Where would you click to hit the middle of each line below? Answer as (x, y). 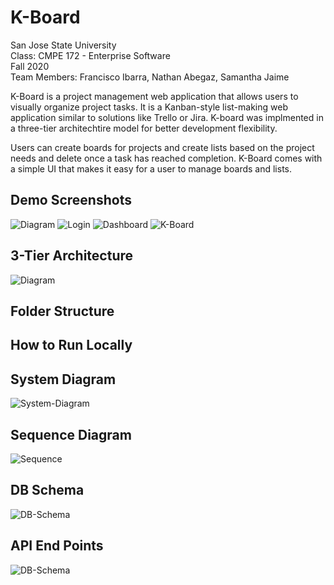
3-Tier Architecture (72, 256)
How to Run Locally (71, 345)
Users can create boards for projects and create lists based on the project (162, 147)
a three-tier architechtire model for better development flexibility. (144, 128)
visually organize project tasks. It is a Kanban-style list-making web (149, 107)
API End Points (57, 546)
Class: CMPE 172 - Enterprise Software (90, 55)
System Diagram (63, 379)
